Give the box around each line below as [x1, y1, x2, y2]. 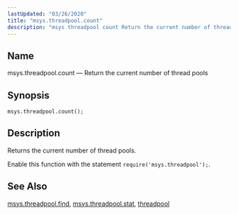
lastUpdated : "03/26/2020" [7, 10, 87, 18]
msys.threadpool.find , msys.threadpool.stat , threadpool [7, 199, 170, 208]
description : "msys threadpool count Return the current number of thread [7, 23, 233, 31]
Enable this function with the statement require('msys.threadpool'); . [7, 160, 211, 168]
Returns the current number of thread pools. [7, 146, 137, 155]
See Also [7, 180, 47, 192]
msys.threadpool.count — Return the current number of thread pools [7, 69, 208, 77]
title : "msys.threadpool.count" [7, 17, 103, 24]
